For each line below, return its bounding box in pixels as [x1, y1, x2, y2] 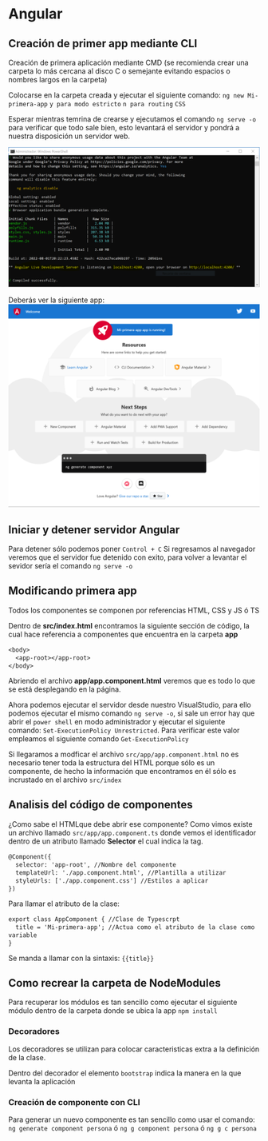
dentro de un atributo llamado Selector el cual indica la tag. [8, 836, 203, 846]
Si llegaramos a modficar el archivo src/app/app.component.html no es [8, 749, 239, 759]
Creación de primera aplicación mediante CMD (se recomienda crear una [8, 58, 249, 67]
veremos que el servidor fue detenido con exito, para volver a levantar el [8, 553, 247, 562]
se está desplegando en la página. [8, 684, 121, 694]
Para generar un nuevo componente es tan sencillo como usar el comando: [8, 1115, 255, 1124]
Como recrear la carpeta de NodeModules [8, 976, 221, 990]
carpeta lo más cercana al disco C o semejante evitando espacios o [8, 66, 231, 76]
